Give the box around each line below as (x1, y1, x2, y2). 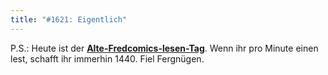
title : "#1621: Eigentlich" (10, 14, 128, 25)
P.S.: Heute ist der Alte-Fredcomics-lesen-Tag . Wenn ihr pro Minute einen (10, 42, 319, 54)
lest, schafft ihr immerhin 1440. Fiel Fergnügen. (10, 52, 205, 65)
